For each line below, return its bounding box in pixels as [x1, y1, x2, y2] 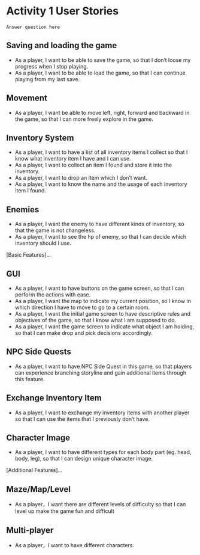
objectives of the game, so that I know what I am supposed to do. [14, 317, 177, 323]
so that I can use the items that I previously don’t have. [14, 415, 150, 422]
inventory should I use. [14, 239, 72, 247]
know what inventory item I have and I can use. [14, 155, 131, 162]
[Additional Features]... [6, 467, 63, 474]
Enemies [6, 204, 40, 215]
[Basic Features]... [6, 251, 51, 259]
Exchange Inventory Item [6, 393, 102, 403]
